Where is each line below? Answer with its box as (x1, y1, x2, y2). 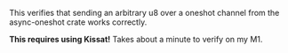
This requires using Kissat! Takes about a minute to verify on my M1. (9, 34, 263, 44)
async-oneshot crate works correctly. (9, 17, 148, 27)
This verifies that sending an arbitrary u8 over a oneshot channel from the (9, 8, 280, 18)
